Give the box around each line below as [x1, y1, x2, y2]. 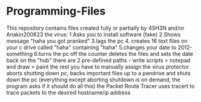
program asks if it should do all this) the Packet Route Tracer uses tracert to [6, 82, 195, 89]
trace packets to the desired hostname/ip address [6, 89, 131, 96]
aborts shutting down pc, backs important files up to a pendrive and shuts [6, 69, 191, 76]
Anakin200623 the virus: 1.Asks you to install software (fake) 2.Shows [6, 30, 181, 38]
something [6, 50, 33, 57]
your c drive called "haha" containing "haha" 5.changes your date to [6, 44, 177, 51]
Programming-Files [6, 4, 106, 18]
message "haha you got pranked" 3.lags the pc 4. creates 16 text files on [6, 37, 188, 44]
